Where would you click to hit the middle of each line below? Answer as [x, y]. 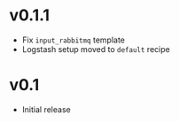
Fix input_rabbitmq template [74, 40]
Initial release [46, 109]
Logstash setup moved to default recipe [96, 49]
